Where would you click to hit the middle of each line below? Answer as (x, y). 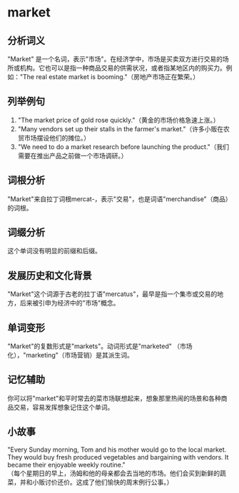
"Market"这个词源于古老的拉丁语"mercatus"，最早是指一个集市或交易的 (112, 294)
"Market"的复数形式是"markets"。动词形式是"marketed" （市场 (100, 346)
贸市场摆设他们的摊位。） (54, 138)
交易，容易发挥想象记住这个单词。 (63, 407)
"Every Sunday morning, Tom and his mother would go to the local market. (117, 449)
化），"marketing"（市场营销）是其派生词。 (71, 355)
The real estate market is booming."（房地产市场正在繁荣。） (111, 77)
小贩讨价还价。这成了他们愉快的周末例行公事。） (102, 482)
